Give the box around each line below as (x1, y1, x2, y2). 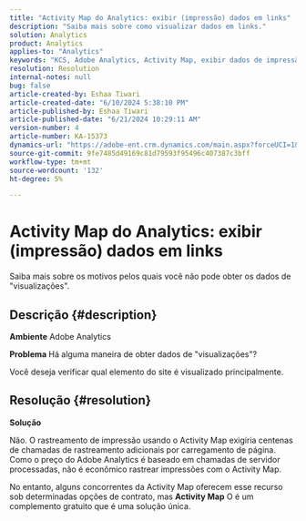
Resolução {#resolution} (9, 393, 152, 408)
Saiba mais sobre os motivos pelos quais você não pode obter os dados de (9, 271, 291, 282)
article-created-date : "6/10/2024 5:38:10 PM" (9, 97, 189, 107)
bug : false (9, 81, 51, 90)
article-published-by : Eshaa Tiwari (9, 107, 148, 116)
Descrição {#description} (9, 307, 158, 322)
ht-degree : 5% (9, 174, 64, 183)
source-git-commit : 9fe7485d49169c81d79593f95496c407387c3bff (9, 148, 250, 158)
